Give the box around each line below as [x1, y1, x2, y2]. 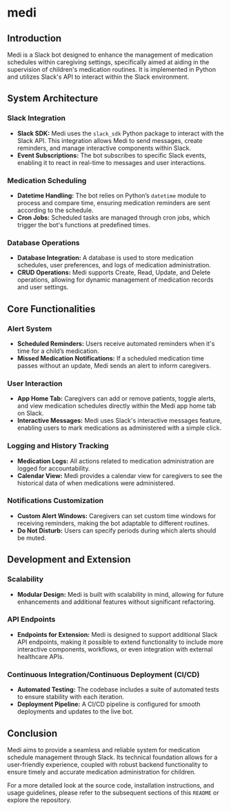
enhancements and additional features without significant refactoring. [17, 598, 216, 606]
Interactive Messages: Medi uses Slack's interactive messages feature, [17, 417, 222, 425]
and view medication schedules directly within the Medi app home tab [17, 402, 217, 410]
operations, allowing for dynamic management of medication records [17, 276, 214, 284]
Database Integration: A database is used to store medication [17, 254, 194, 262]
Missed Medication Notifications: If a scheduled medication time [17, 354, 205, 362]
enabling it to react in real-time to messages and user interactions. [17, 158, 206, 166]
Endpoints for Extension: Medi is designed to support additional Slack [17, 630, 218, 638]
